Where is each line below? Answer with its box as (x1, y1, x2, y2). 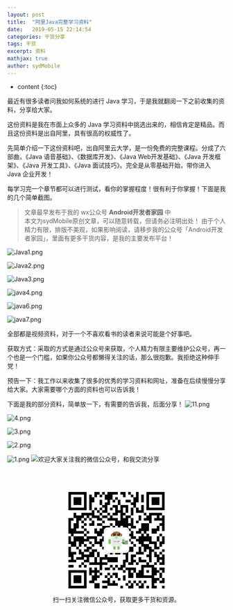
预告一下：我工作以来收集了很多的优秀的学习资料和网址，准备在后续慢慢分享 (7, 376, 226, 385)
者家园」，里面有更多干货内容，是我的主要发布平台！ (24, 233, 173, 242)
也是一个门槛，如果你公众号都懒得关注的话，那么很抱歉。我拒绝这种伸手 (12, 353, 220, 361)
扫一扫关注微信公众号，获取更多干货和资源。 (53, 595, 180, 604)
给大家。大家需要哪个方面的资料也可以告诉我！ (7, 385, 141, 393)
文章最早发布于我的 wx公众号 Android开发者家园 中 (24, 208, 171, 216)
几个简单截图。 (12, 193, 56, 201)
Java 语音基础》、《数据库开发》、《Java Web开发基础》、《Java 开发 (28, 152, 215, 160)
